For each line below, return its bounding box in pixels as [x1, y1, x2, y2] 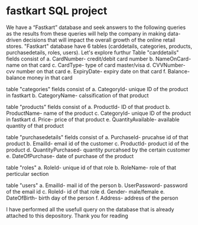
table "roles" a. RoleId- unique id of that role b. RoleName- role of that [6, 164, 176, 171]
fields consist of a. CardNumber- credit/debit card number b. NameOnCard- [6, 55, 191, 62]
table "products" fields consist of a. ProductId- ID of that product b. [6, 103, 171, 110]
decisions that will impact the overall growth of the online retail [22, 36, 176, 43]
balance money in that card [6, 74, 73, 81]
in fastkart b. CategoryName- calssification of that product [6, 92, 149, 99]
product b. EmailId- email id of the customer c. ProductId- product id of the [6, 140, 189, 147]
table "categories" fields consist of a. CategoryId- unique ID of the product [6, 85, 189, 92]
